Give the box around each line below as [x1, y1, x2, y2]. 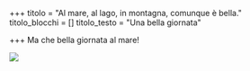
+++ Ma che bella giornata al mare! [9, 35, 139, 45]
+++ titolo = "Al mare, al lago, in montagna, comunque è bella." [9, 8, 243, 18]
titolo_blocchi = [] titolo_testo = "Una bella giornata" [9, 17, 202, 28]
